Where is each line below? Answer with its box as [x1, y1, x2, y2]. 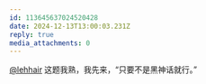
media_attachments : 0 [9, 38, 91, 48]
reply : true [9, 30, 54, 39]
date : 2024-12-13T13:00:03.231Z [9, 22, 130, 31]
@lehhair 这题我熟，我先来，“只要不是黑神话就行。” [9, 64, 198, 75]
